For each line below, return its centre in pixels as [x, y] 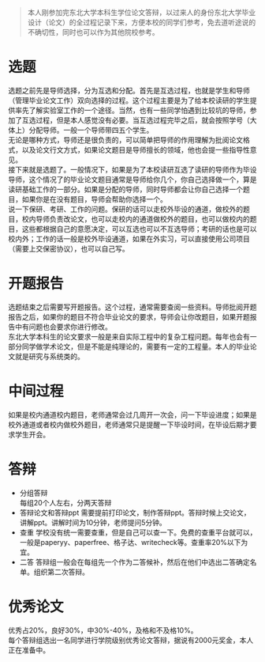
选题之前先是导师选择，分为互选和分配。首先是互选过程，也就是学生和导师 [129, 90]
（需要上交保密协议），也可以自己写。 [69, 248]
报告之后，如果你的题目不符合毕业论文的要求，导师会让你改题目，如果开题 [129, 316]
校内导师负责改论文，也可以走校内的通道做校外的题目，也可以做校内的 [136, 219]
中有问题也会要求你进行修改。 [63, 327]
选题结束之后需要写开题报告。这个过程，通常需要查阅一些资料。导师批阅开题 [132, 307]
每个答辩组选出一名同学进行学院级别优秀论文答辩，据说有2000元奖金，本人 [131, 640]
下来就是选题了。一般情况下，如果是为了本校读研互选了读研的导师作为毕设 [136, 169]
